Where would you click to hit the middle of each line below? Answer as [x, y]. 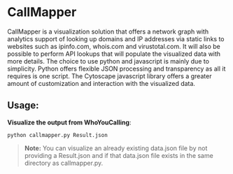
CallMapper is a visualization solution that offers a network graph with [108, 31]
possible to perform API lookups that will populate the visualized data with [114, 54]
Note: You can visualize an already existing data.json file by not [116, 148]
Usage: [23, 106]
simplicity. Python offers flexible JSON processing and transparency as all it [116, 68]
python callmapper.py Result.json [58, 135]
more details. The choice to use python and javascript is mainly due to [108, 61]
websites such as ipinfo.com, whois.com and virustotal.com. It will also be [114, 46]
